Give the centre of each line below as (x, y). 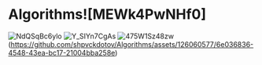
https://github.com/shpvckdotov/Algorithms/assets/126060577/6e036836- (132, 44)
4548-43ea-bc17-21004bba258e (62, 52)
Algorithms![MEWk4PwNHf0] (107, 14)
